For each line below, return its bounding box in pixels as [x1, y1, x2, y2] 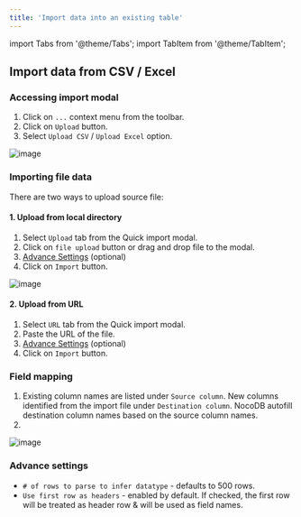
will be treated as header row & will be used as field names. [22, 499, 243, 510]
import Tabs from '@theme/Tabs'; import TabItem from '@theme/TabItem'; [9, 38, 287, 49]
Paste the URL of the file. [22, 328, 115, 339]
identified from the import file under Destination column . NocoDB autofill [22, 401, 293, 411]
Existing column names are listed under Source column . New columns [22, 391, 279, 402]
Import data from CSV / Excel [9, 64, 176, 79]
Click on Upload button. [22, 121, 108, 132]
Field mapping [9, 370, 74, 383]
